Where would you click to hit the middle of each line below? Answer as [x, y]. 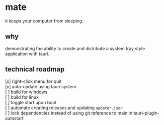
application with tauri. [27, 54]
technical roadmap [35, 69]
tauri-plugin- [146, 113]
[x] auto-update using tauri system [41, 86]
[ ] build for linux [22, 97]
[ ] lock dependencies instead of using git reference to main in [69, 113]
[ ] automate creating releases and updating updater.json [64, 108]
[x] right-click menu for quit [33, 81]
